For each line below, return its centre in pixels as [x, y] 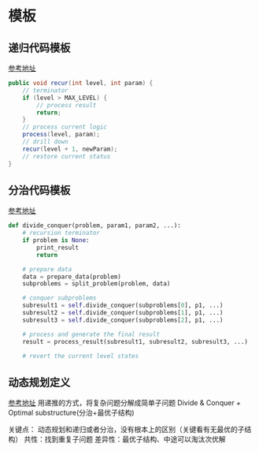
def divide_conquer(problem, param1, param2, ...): [94, 225]
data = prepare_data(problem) [72, 277]
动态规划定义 [39, 382]
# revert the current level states [81, 356]
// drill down [45, 142]
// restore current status [67, 156]
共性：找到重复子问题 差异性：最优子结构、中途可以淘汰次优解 [124, 439]
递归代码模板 [39, 48]
